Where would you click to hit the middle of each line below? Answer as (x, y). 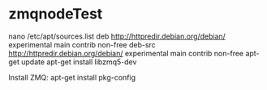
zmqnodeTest (56, 14)
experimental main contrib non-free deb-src (82, 44)
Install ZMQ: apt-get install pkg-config (72, 77)
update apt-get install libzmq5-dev (79, 62)
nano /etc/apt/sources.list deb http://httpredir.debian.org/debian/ (117, 36)
